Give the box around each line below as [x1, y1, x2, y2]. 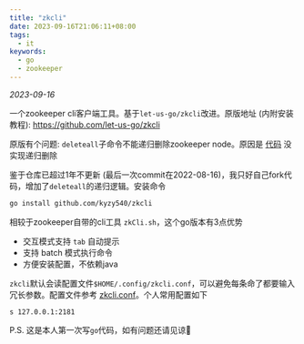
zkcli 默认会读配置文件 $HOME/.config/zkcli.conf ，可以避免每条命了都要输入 [9, 278, 296, 288]
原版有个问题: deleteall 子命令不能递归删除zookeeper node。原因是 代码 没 [9, 138, 292, 149]
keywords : [9, 47, 47, 56]
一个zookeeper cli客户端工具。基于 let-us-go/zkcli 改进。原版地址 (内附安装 [9, 107, 294, 118]
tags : [9, 30, 30, 39]
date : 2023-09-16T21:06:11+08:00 [9, 22, 137, 31]
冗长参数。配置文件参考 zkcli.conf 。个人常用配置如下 [9, 288, 208, 300]
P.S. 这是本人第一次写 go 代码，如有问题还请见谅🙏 [9, 324, 191, 335]
